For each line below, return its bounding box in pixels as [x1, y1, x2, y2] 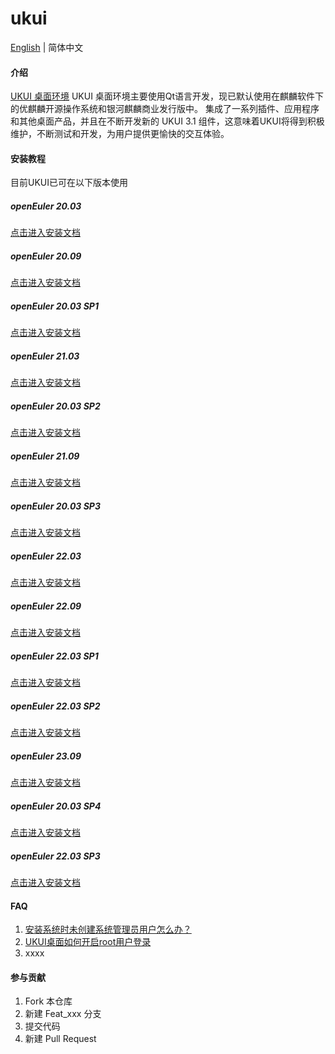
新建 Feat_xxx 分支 [24, 1008, 102, 1020]
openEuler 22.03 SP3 [10, 850, 101, 862]
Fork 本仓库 [24, 995, 73, 1007]
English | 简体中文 [10, 41, 84, 53]
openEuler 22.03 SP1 [10, 650, 99, 662]
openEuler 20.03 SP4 [10, 800, 102, 812]
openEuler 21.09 [10, 450, 80, 462]
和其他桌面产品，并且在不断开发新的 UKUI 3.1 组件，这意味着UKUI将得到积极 [10, 115, 325, 127]
